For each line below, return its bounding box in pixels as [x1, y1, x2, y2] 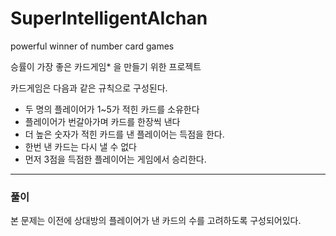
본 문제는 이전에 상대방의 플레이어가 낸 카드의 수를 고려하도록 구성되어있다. [10, 215, 302, 227]
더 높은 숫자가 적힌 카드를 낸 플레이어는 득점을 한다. [24, 128, 225, 140]
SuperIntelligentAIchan [10, 7, 208, 30]
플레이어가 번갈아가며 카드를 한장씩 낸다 [24, 115, 181, 127]
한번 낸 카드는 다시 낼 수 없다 [24, 140, 137, 152]
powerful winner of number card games [10, 40, 175, 52]
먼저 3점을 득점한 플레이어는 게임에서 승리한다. [24, 153, 207, 165]
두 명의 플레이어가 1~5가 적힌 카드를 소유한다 [24, 103, 200, 115]
